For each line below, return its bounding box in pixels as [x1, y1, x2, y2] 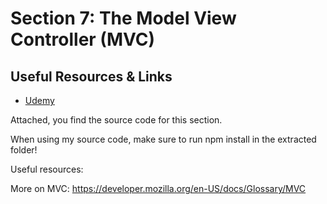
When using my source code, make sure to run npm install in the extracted [10, 133, 317, 145]
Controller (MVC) [10, 28, 156, 51]
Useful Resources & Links [10, 68, 173, 85]
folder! [10, 144, 38, 156]
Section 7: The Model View [10, 7, 237, 30]
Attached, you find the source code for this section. [10, 114, 223, 126]
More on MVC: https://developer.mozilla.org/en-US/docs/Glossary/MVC [10, 183, 307, 194]
